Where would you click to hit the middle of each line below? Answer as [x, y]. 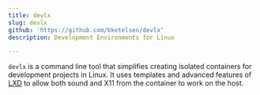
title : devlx [30, 15]
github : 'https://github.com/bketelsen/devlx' [86, 30]
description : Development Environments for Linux [92, 37]
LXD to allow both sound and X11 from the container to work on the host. [126, 83]
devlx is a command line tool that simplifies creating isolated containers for [130, 67]
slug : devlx [28, 23]
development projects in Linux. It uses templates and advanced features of [130, 75]
